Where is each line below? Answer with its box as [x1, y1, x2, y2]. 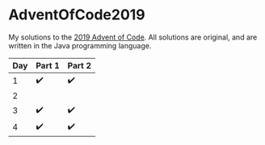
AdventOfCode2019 [8, 6, 145, 24]
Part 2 [67, 60, 91, 71]
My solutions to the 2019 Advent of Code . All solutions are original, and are [8, 32, 258, 42]
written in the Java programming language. [8, 40, 152, 50]
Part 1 [36, 60, 60, 71]
